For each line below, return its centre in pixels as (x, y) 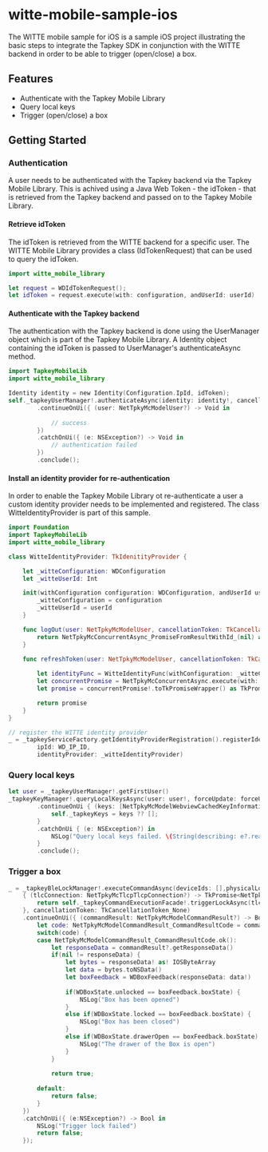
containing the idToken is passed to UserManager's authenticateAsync (124, 348)
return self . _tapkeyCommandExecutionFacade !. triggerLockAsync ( (144, 903)
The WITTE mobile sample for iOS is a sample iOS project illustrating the (127, 37)
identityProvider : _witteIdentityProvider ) (110, 755)
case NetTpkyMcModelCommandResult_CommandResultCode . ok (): (137, 940)
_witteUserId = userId (75, 608)
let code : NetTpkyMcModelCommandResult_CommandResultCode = (139, 925)
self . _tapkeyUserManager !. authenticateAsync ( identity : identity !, (121, 401)
